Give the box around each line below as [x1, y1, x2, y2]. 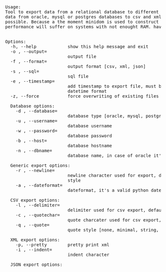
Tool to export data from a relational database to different [5, 9, 159, 14]
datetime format [67, 89, 107, 94]
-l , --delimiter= [15, 203, 60, 208]
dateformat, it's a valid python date [67, 188, 162, 193]
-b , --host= [15, 138, 47, 143]
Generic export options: [10, 163, 71, 168]
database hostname [67, 143, 112, 148]
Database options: [10, 104, 55, 109]
